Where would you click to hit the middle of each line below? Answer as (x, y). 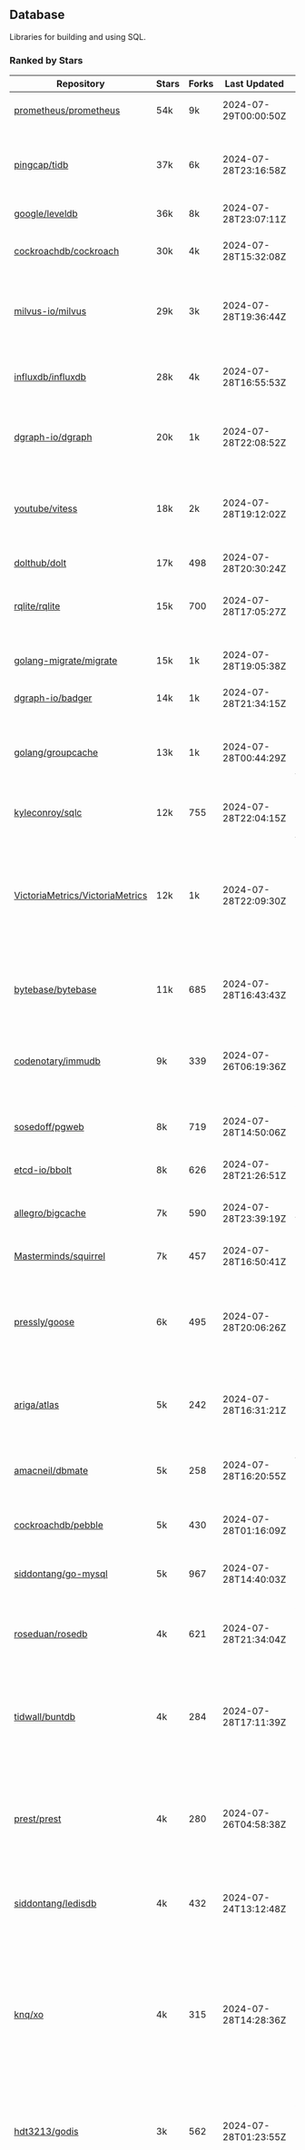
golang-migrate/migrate (66, 661)
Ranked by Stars (46, 60)
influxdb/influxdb (50, 378)
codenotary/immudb (58, 1061)
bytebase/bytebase (55, 990)
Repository (80, 83)
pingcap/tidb (41, 165)
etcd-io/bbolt (43, 1170)
